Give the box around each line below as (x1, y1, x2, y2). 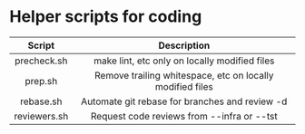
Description (158, 39, 211, 52)
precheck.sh (15, 54, 68, 67)
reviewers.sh (14, 110, 69, 122)
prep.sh (25, 74, 58, 87)
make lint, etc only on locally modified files (93, 54, 275, 67)
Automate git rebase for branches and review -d (81, 95, 288, 108)
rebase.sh (19, 95, 63, 108)
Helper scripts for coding (9, 6, 202, 27)
